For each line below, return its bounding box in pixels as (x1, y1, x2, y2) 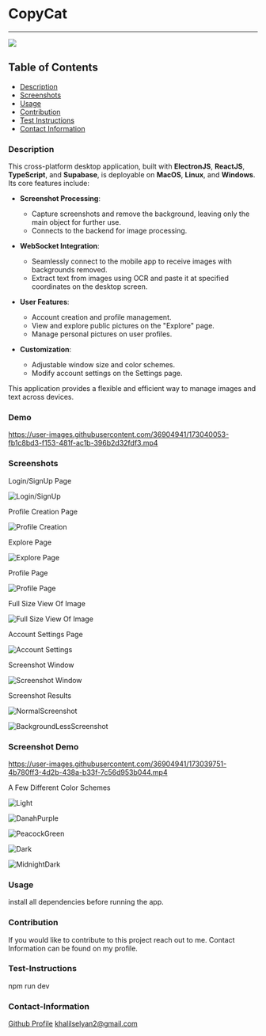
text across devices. (8, 393, 74, 402)
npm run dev (8, 981, 50, 990)
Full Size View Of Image (8, 598, 85, 608)
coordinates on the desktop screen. (31, 282, 148, 291)
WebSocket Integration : (19, 241, 101, 251)
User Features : (19, 298, 70, 307)
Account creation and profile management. (31, 313, 172, 322)
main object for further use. (31, 218, 121, 227)
